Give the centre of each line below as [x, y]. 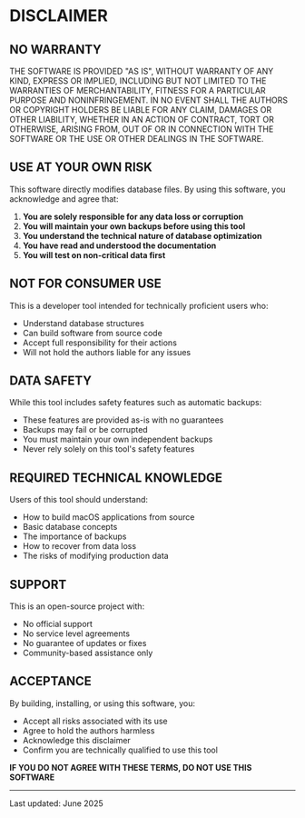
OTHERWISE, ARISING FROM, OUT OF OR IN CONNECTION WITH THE [142, 129]
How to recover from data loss [79, 546]
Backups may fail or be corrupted [85, 430]
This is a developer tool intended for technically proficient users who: [139, 305]
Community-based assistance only [88, 653]
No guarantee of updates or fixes [84, 643]
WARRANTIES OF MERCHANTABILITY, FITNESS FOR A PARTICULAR [138, 90]
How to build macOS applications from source [108, 517]
